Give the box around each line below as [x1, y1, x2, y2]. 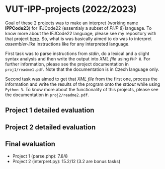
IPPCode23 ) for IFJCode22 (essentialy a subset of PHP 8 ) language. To [5, 25, 152, 31]
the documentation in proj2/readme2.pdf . [5, 92, 89, 98]
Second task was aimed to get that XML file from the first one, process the [5, 76, 158, 82]
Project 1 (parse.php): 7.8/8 [12, 153, 68, 159]
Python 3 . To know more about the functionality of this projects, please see [5, 86, 159, 92]
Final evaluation [5, 140, 56, 148]
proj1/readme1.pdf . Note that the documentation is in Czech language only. [5, 66, 160, 72]
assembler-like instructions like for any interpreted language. [5, 41, 130, 47]
